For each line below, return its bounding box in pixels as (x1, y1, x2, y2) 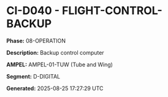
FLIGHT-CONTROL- (61, 4, 162, 18)
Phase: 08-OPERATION (6, 37, 66, 44)
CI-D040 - (6, 4, 60, 18)
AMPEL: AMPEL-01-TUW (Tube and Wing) (6, 61, 113, 68)
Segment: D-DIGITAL (6, 72, 60, 80)
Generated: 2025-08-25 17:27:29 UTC (6, 84, 104, 92)
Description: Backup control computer (6, 49, 104, 56)
